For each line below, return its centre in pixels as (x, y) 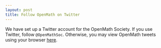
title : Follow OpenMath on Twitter (43, 15)
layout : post (19, 10)
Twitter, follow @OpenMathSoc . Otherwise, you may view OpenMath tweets (81, 34)
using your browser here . (31, 40)
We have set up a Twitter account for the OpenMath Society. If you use (79, 29)
